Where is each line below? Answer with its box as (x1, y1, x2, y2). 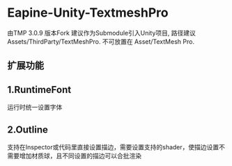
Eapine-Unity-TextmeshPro (7, 5, 169, 21)
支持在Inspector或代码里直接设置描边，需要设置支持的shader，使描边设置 (7, 142, 219, 151)
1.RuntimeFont (7, 83, 72, 95)
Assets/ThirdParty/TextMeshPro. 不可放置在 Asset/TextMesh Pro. (7, 37, 195, 46)
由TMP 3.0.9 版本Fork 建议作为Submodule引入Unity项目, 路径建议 (7, 28, 196, 37)
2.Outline (7, 124, 49, 135)
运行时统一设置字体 (7, 103, 63, 112)
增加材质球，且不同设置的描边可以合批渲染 (19, 151, 141, 160)
